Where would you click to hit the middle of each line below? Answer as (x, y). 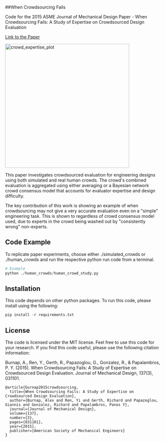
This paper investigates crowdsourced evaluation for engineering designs (80, 175)
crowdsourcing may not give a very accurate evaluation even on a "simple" (82, 211)
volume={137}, (24, 414)
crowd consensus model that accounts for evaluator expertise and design (80, 191)
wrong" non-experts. (27, 227)
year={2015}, (23, 427)
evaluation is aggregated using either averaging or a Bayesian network (77, 185)
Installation (23, 288)
